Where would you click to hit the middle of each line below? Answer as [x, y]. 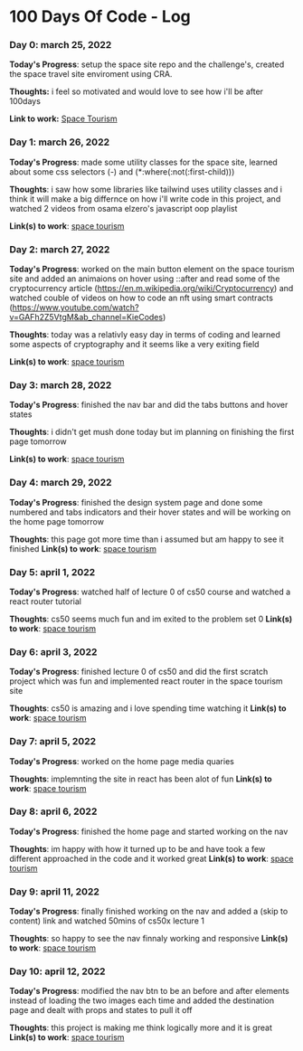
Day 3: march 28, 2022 [61, 385]
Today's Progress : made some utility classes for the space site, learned [143, 162]
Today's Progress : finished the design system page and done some [136, 502]
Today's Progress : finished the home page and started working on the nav [149, 831]
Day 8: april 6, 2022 [53, 811]
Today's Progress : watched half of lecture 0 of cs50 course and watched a [150, 592]
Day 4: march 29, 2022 [61, 483]
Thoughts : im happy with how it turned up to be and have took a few [137, 848]
